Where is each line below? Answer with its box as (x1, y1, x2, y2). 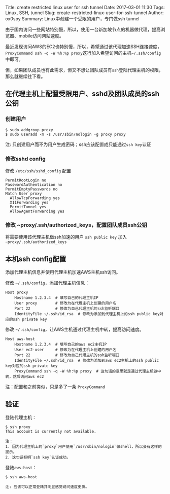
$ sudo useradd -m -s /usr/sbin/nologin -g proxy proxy (5, 132, 126, 137)
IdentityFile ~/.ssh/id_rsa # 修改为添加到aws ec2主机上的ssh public (14, 358, 159, 363)
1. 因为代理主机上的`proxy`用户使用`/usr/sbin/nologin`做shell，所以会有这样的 (5, 444, 162, 449)
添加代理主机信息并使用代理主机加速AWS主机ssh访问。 (5, 269, 121, 275)
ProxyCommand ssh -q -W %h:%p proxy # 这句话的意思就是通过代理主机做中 (14, 369, 161, 374)
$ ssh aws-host (5, 474, 38, 479)
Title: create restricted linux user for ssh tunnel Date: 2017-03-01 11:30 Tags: (5, 5, 165, 10)
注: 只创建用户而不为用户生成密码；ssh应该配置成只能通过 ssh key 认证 (5, 141, 151, 147)
